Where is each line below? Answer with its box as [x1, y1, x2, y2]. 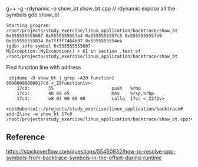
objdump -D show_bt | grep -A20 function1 [8, 75, 115, 81]
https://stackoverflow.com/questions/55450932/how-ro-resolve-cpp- [6, 148, 176, 155]
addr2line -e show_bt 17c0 [6, 111, 72, 117]
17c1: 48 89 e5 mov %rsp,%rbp [16, 91, 154, 96]
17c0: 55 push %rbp [16, 85, 141, 91]
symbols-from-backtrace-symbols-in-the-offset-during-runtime [6, 154, 162, 161]
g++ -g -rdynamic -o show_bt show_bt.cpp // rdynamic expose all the [6, 5, 176, 12]
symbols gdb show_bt [6, 11, 60, 18]
